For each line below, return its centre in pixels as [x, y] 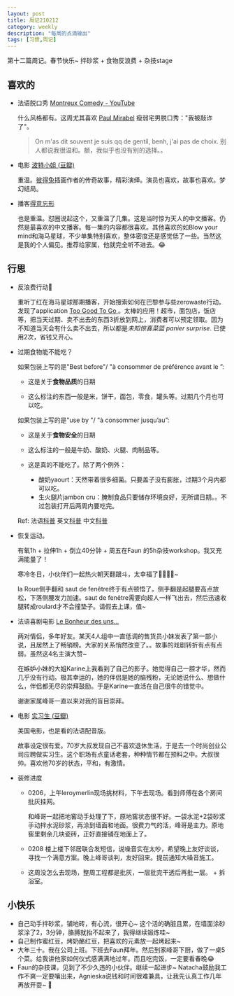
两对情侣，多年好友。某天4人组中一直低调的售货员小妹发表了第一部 [114, 636]
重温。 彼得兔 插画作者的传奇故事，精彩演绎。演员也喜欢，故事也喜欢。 [118, 180]
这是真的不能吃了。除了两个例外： [77, 464]
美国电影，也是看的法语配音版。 [63, 730]
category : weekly [32, 27]
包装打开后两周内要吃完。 [81, 505]
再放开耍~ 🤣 [35, 985]
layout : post [26, 14]
